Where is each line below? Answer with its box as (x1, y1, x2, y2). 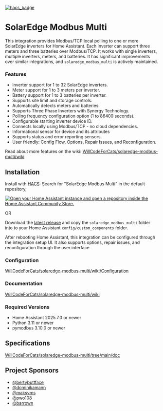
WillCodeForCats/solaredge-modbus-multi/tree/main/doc (5, 352, 120, 358)
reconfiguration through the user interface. (5, 245, 91, 251)
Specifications (5, 339, 50, 347)
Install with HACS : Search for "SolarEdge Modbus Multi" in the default (5, 181, 145, 187)
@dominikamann (12, 384, 46, 390)
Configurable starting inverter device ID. (12, 118, 93, 124)
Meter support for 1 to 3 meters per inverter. (12, 87, 101, 93)
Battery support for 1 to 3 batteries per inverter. (12, 92, 107, 98)
